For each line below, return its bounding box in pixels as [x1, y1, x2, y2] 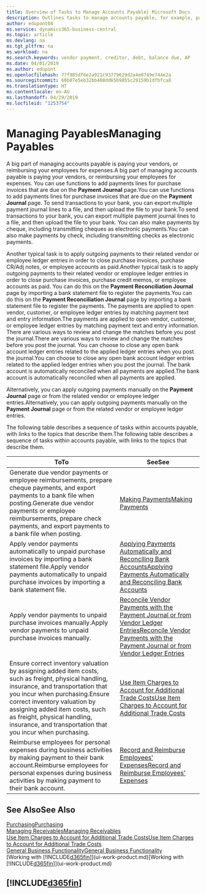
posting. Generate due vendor [9, 499, 94, 507]
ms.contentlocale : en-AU [6, 89, 70, 95]
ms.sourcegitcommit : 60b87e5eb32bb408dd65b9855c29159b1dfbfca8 [6, 77, 172, 83]
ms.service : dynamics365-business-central [6, 26, 116, 32]
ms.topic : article [6, 32, 53, 38]
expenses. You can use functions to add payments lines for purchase [6, 179, 181, 187]
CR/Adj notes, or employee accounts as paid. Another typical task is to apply [6, 263, 199, 270]
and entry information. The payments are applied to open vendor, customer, [6, 315, 196, 323]
